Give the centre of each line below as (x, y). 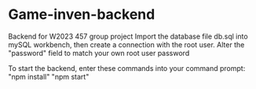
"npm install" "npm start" (49, 76)
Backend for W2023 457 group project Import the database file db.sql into (128, 36)
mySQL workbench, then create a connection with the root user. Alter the (126, 44)
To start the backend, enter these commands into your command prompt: (127, 68)
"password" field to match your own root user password (99, 53)
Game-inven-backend (82, 15)
